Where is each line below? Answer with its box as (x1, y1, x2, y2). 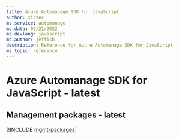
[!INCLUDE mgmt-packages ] (6, 126, 77, 133)
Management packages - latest (6, 110, 126, 120)
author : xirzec (6, 14, 44, 20)
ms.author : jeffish (6, 37, 55, 43)
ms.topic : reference (6, 48, 58, 54)
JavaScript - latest (6, 86, 100, 99)
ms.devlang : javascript (6, 31, 66, 37)
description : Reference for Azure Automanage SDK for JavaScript (6, 43, 173, 49)
